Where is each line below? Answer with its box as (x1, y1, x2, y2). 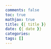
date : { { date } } (5, 27, 42, 32)
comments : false (5, 7, 39, 13)
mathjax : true (5, 17, 35, 22)
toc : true (5, 12, 26, 17)
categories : (5, 31, 30, 36)
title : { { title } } (5, 21, 46, 27)
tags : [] (5, 36, 24, 41)
